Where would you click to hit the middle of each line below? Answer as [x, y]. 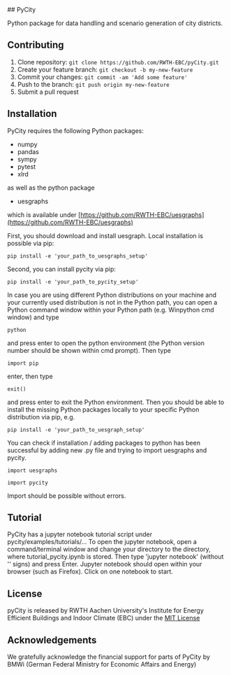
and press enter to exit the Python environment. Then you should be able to [116, 402]
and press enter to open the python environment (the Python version [106, 343]
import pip [23, 363]
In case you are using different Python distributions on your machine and [112, 295]
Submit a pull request [48, 92]
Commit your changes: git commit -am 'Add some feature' [103, 77]
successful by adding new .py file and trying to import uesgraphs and [107, 450]
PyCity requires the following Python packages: [76, 130]
